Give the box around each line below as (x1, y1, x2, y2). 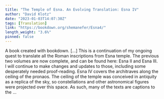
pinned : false (5, 35, 34, 40)
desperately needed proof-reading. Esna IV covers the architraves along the (5, 68, 159, 74)
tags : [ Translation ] (5, 20, 47, 26)
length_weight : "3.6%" (5, 30, 51, 35)
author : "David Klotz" (5, 12, 51, 17)
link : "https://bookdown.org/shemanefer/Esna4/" (5, 25, 106, 30)
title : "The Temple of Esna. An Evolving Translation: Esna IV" (5, 7, 139, 12)
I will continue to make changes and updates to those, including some (5, 63, 146, 69)
